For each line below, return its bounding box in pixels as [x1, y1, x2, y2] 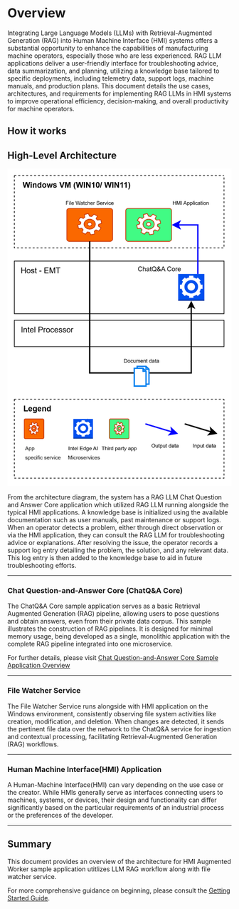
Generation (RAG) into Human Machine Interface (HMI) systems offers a [7, 36, 218, 44]
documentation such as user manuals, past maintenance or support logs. [7, 516, 222, 524]
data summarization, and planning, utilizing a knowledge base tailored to [7, 66, 220, 75]
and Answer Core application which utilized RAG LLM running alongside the [7, 501, 229, 509]
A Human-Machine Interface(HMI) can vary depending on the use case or [7, 780, 224, 789]
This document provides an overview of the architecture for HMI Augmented [7, 857, 231, 865]
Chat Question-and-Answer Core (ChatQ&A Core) [7, 585, 184, 595]
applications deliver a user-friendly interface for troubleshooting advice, [7, 59, 218, 67]
